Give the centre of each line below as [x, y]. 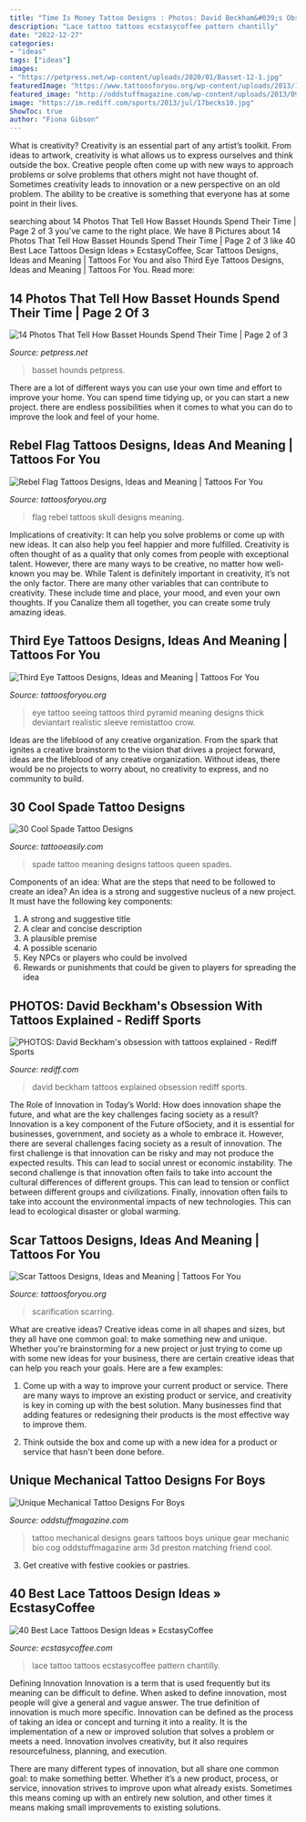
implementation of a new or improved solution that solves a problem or [142, 1731]
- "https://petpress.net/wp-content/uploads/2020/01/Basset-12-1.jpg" [146, 78]
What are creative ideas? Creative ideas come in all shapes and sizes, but [147, 1329]
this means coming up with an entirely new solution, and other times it [141, 1797]
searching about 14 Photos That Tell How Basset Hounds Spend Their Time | [153, 222]
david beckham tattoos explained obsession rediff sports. [139, 1087]
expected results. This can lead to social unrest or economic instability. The [151, 1163]
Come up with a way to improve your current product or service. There [155, 1386]
